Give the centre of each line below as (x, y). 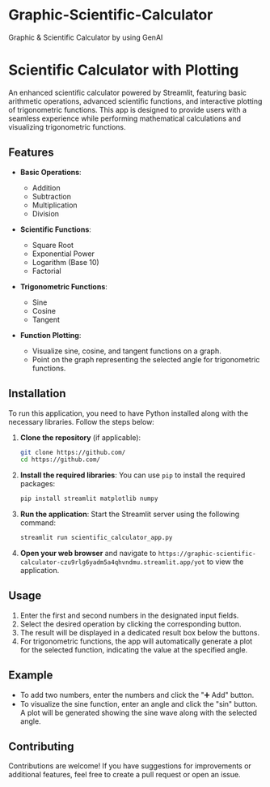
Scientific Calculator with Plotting (124, 70)
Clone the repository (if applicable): (80, 437)
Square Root (53, 245)
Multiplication (55, 205)
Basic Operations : (51, 172)
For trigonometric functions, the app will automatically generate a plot (136, 641)
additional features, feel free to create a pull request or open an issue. (124, 775)
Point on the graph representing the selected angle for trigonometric (146, 359)
